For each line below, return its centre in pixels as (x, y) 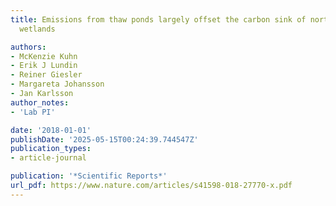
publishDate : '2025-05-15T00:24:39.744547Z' (104, 139)
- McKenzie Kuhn (44, 56)
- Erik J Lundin (44, 66)
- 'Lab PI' (33, 112)
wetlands (37, 29)
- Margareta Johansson (57, 84)
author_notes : (40, 102)
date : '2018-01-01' (51, 130)
